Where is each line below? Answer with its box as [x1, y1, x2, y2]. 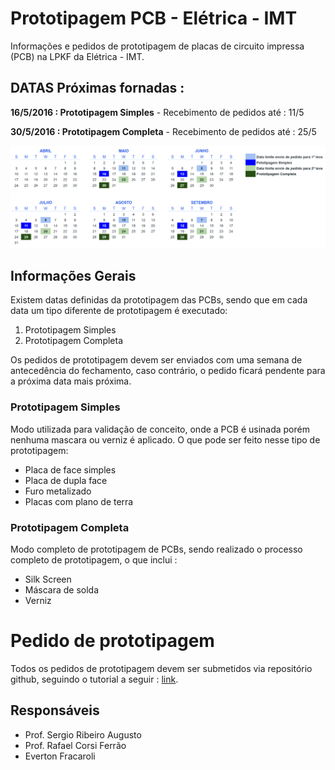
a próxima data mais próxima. [10, 375, 132, 387]
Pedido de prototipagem [10, 630, 215, 652]
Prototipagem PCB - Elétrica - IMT [10, 7, 298, 30]
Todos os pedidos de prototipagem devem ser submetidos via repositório [10, 662, 313, 674]
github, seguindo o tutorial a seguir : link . [10, 673, 179, 685]
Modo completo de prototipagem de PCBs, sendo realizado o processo [10, 543, 303, 556]
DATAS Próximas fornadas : [10, 80, 185, 97]
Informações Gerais [10, 268, 137, 285]
